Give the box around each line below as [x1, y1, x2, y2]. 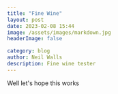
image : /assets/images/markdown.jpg [7, 29, 111, 36]
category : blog [7, 48, 50, 54]
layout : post [7, 16, 44, 23]
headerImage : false [7, 35, 63, 42]
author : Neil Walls [7, 54, 63, 61]
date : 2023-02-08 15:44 [7, 22, 75, 29]
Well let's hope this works [7, 79, 80, 87]
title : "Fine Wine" [7, 10, 63, 17]
